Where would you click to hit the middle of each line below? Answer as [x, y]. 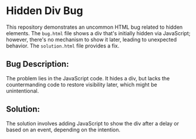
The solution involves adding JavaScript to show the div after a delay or [92, 123]
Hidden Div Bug [45, 11]
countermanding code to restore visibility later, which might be [82, 84]
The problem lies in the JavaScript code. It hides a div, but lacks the [88, 78]
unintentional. [23, 91]
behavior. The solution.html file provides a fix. [63, 46]
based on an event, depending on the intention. [63, 130]
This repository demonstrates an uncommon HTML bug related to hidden [94, 27]
